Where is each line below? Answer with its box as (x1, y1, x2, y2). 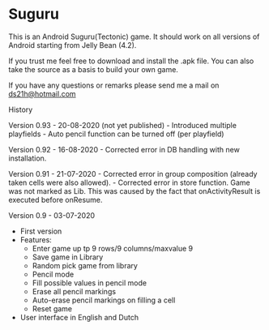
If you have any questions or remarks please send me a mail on (8, 80, 220, 90)
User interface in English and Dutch (19, 312, 139, 322)
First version (19, 226, 62, 236)
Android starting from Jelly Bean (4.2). (8, 40, 137, 49)
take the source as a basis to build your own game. (8, 64, 178, 74)
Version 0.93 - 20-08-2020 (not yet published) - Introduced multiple (8, 120, 237, 130)
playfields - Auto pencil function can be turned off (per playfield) (8, 129, 224, 139)
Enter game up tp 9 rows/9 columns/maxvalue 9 (32, 243, 194, 253)
